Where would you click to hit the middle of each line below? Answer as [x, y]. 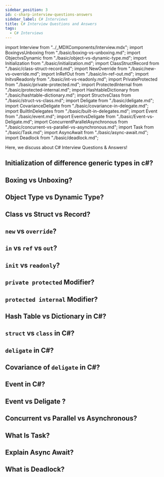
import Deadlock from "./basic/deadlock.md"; [52, 138]
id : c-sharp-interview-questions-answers [49, 15]
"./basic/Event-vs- [135, 116]
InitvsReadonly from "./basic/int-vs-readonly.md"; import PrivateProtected [82, 79]
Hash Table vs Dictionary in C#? [56, 316]
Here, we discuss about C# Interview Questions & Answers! [66, 147]
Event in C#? [25, 384]
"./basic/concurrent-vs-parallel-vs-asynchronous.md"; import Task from [80, 127]
